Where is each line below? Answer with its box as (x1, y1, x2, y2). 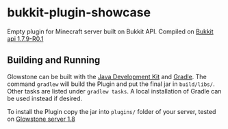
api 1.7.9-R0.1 (7, 34, 44, 42)
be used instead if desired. (7, 94, 83, 102)
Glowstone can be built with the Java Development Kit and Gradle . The (7, 72, 207, 81)
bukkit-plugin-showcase (7, 5, 151, 20)
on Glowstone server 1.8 (7, 115, 75, 123)
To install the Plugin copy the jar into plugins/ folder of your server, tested (7, 107, 216, 115)
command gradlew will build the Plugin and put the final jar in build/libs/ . (7, 80, 215, 88)
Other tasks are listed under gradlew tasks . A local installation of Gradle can (7, 87, 222, 95)
